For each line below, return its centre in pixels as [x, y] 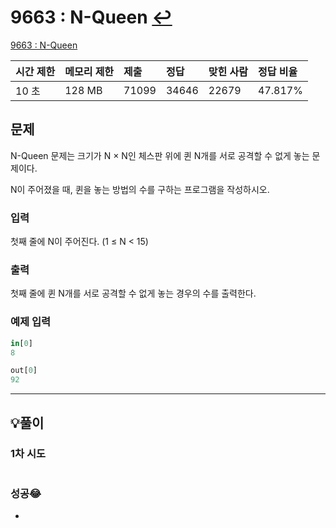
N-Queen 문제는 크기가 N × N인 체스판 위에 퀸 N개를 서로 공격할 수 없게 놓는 [160, 155]
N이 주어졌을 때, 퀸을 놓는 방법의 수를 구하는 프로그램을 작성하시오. [140, 189]
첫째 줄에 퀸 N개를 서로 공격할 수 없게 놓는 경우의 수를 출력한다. [133, 293]
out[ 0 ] [24, 371]
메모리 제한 [89, 71]
